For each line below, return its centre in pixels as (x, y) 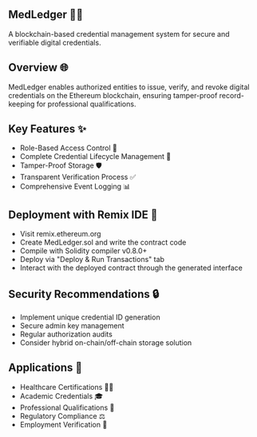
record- (232, 95)
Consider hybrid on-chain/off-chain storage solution (106, 343)
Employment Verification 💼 (63, 424)
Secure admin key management (72, 326)
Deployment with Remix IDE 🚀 (83, 215)
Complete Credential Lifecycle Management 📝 (95, 157)
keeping (22, 104)
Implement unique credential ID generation (90, 317)
